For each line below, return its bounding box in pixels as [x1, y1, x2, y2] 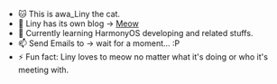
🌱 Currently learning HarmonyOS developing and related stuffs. [17, 28, 254, 38]
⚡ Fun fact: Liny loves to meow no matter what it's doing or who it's [17, 51, 269, 62]
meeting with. [17, 64, 69, 75]
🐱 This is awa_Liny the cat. [17, 9, 120, 19]
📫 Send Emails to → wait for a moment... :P [17, 38, 180, 49]
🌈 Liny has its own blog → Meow [17, 18, 140, 29]
